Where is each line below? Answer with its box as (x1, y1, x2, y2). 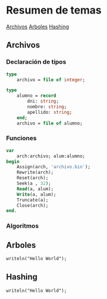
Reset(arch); (16, 175, 49, 181)
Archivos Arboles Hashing (6, 23, 69, 30)
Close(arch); (16, 202, 49, 208)
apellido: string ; (27, 109, 72, 115)
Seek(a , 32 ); (16, 180, 51, 186)
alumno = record (16, 93, 57, 99)
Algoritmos (6, 222, 39, 230)
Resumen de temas (6, 4, 102, 17)
